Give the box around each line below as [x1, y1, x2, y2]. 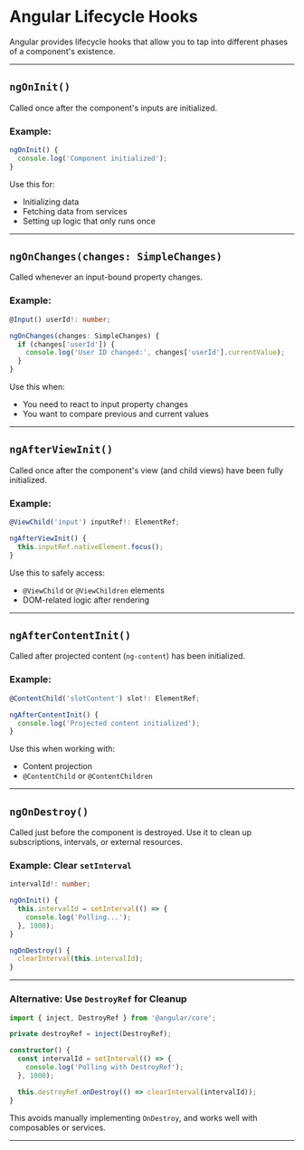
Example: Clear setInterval [9, 859, 133, 871]
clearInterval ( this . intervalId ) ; [17, 955, 144, 964]
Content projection [22, 761, 93, 772]
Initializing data [22, 196, 80, 207]
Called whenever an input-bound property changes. [9, 271, 204, 282]
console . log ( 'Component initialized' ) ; [17, 154, 168, 163]
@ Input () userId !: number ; [9, 315, 111, 324]
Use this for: [9, 178, 55, 189]
